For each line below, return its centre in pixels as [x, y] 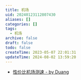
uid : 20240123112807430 [31, 15]
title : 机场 [17, 10]
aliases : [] [18, 19]
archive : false [21, 38]
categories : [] [21, 24]
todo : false [18, 48]
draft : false [19, 43]
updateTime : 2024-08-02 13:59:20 [41, 57]
